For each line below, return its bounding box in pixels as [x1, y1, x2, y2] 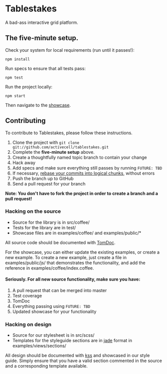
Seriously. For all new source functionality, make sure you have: [5, 277, 141, 282]
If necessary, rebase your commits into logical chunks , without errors [12, 170, 155, 176]
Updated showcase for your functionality [12, 309, 97, 315]
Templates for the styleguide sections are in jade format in [12, 338, 132, 344]
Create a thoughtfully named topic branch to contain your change [12, 154, 147, 160]
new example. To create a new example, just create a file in [5, 254, 127, 260]
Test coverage [12, 293, 42, 299]
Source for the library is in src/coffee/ [12, 219, 90, 225]
